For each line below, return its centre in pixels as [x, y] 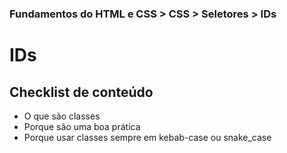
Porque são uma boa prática [82, 126]
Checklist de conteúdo [81, 92]
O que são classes [62, 116]
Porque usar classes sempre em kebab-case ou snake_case [147, 137]
